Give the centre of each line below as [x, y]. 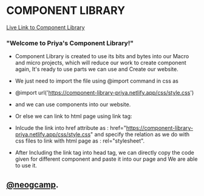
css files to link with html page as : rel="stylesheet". [80, 141]
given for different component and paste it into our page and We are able [106, 159]
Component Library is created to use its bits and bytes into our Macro [102, 56]
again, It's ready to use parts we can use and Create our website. [97, 69]
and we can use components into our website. [73, 104]
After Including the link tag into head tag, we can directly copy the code [104, 153]
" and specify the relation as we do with [140, 135]
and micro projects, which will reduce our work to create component [100, 63]
